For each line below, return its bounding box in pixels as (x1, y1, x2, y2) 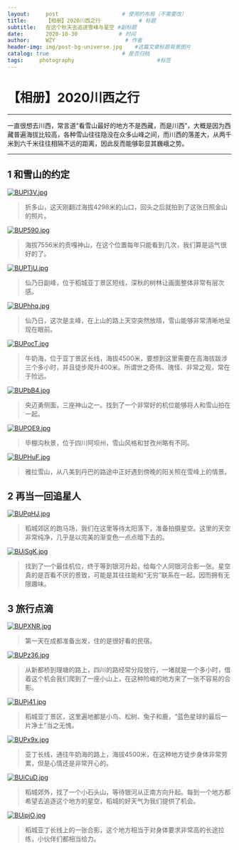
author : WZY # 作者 (7, 37, 142, 44)
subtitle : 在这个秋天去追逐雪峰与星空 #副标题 (7, 23, 137, 31)
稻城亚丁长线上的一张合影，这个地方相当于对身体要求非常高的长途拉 (24, 826, 225, 834)
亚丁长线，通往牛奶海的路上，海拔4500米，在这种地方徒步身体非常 (24, 750, 222, 759)
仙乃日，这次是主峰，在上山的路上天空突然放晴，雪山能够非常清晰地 (24, 316, 225, 325)
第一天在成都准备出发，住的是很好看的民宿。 (24, 636, 156, 645)
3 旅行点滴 (7, 602, 53, 614)
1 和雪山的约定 (7, 169, 70, 181)
